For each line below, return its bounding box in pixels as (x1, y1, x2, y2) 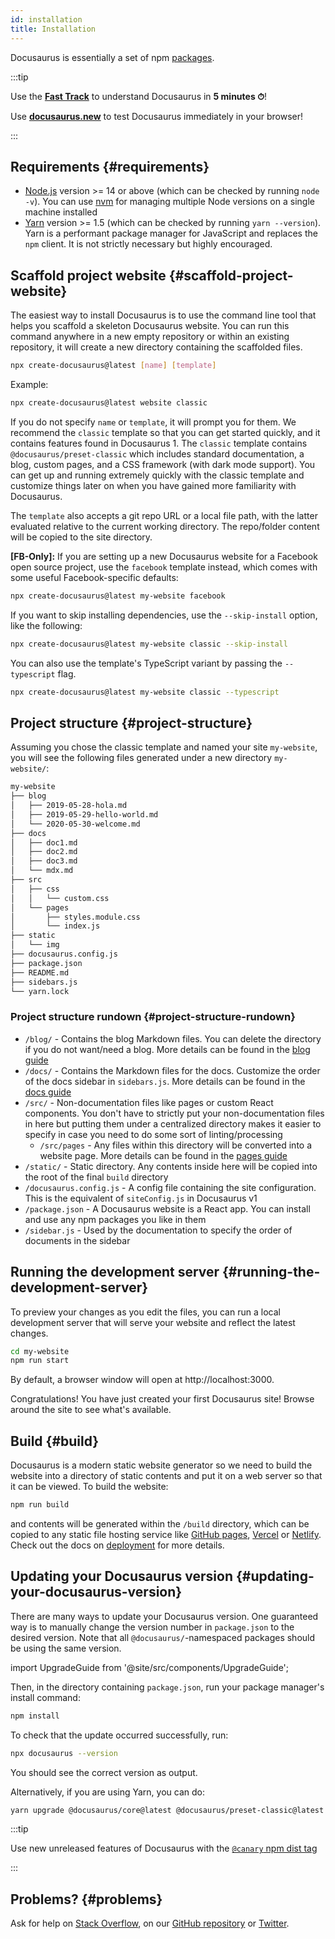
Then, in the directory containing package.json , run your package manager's (10, 1681, 325, 1693)
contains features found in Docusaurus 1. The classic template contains (10, 437, 308, 449)
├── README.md (10, 967, 70, 978)
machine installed (24, 206, 98, 218)
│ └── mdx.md (10, 866, 74, 876)
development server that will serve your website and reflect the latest (10, 1316, 296, 1328)
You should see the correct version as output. (10, 1766, 198, 1778)
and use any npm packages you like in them (24, 1213, 207, 1225)
